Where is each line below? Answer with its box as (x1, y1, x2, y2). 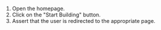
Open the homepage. (11, 5, 65, 12)
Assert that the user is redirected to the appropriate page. (11, 18, 156, 24)
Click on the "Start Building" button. (11, 11, 101, 18)
